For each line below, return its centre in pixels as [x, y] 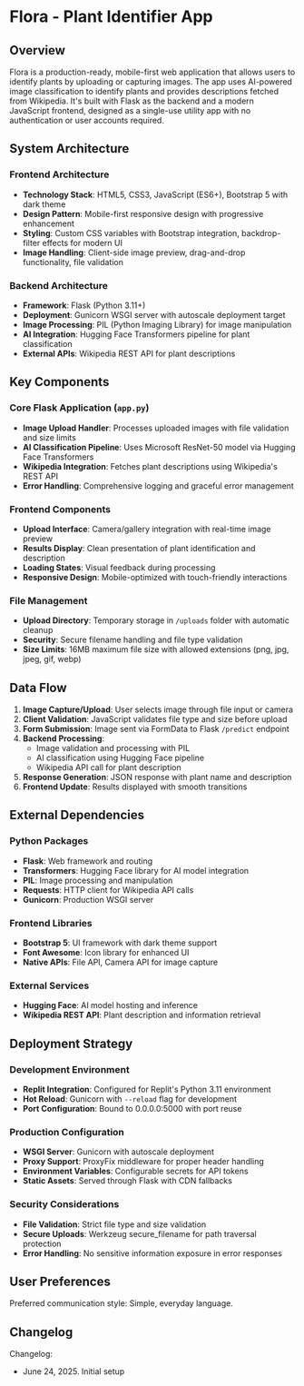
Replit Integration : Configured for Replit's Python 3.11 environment [147, 1089]
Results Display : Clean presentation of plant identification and [139, 548]
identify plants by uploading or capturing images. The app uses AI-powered [151, 82]
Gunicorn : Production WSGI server [88, 899]
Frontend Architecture [59, 174]
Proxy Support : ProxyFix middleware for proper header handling [143, 1162]
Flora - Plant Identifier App [111, 17]
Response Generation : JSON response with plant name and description [157, 777]
